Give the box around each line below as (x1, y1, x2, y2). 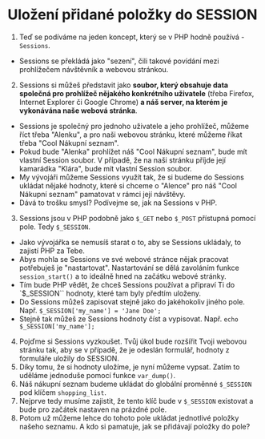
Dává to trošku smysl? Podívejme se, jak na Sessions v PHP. (18, 198, 218, 207)
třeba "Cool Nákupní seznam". (18, 138, 119, 147)
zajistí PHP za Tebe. (18, 246, 86, 256)
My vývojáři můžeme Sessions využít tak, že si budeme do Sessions (18, 172, 245, 182)
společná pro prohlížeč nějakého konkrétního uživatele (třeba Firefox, (18, 88, 255, 98)
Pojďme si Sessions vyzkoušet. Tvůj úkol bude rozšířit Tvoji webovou (18, 336, 247, 346)
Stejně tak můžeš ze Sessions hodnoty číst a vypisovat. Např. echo (18, 314, 239, 324)
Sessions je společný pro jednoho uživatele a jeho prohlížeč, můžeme (18, 121, 250, 131)
